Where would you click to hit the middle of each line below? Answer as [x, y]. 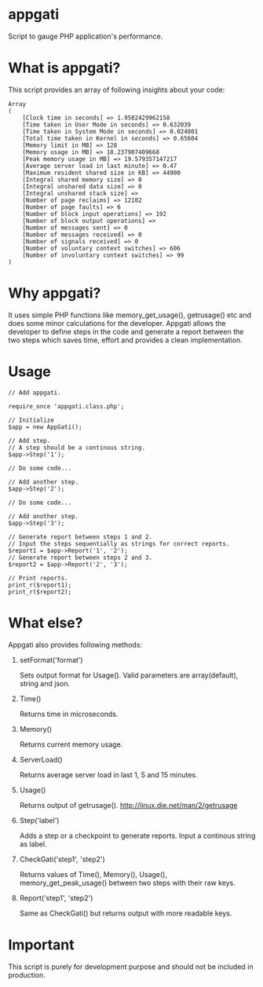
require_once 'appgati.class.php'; [66, 406]
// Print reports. [38, 578]
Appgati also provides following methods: [75, 645]
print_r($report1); [40, 585]
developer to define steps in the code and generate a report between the [126, 331]
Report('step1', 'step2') [56, 897]
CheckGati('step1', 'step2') [62, 859]
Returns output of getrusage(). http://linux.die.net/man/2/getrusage [128, 805]
